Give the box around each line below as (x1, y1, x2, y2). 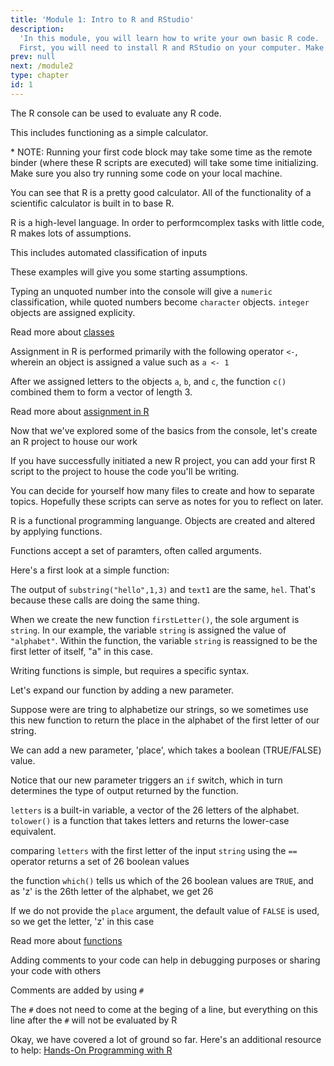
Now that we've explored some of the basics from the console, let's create (10, 424, 318, 436)
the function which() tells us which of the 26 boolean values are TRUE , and (10, 874, 314, 886)
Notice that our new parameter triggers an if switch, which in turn (10, 774, 283, 786)
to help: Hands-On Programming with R (10, 1044, 173, 1056)
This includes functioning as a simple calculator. (10, 126, 209, 138)
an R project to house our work (10, 435, 138, 447)
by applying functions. (10, 525, 103, 537)
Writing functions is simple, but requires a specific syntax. (10, 664, 250, 676)
